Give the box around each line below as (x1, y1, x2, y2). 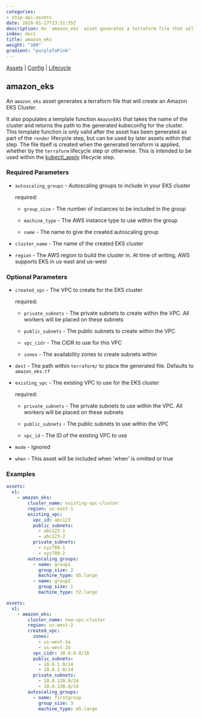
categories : (6, 8, 36, 15)
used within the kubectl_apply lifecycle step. (6, 153, 115, 160)
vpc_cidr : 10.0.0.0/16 (32, 650, 90, 656)
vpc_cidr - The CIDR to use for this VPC (23, 339, 122, 346)
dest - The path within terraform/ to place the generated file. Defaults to (14, 363, 194, 370)
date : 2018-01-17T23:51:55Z (6, 20, 77, 26)
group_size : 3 (38, 700, 74, 706)
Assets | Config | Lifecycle (6, 64, 71, 71)
